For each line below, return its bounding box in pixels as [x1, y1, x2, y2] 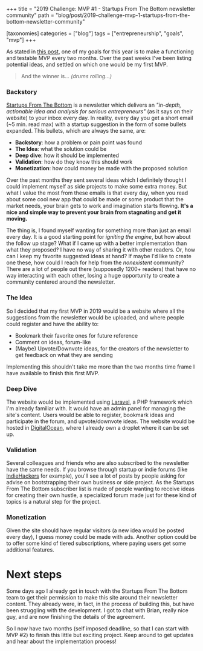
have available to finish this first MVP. [6, 369, 100, 376]
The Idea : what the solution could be [14, 145, 107, 153]
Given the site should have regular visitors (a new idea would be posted [6, 527, 184, 534]
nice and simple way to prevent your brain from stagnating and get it [6, 209, 181, 216]
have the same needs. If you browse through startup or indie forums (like [6, 466, 188, 473]
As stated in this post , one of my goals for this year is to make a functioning [6, 48, 195, 55]
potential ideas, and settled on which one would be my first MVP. [6, 61, 168, 68]
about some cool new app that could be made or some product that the [6, 196, 184, 203]
